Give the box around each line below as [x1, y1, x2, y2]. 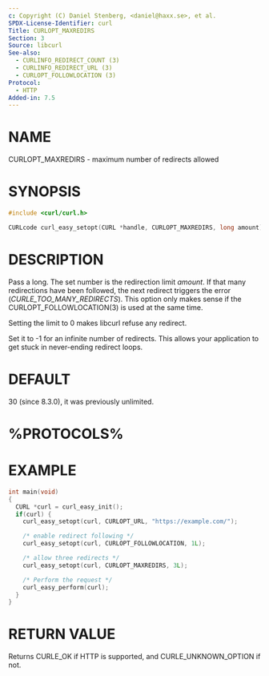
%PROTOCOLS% [8, 425, 124, 443]
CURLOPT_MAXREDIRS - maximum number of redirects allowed [8, 155, 219, 164]
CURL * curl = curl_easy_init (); [15, 502, 124, 511]
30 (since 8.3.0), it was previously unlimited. [8, 396, 155, 406]
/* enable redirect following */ [22, 532, 134, 541]
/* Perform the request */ [22, 576, 113, 584]
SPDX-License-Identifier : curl [8, 19, 113, 27]
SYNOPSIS [8, 183, 82, 201]
